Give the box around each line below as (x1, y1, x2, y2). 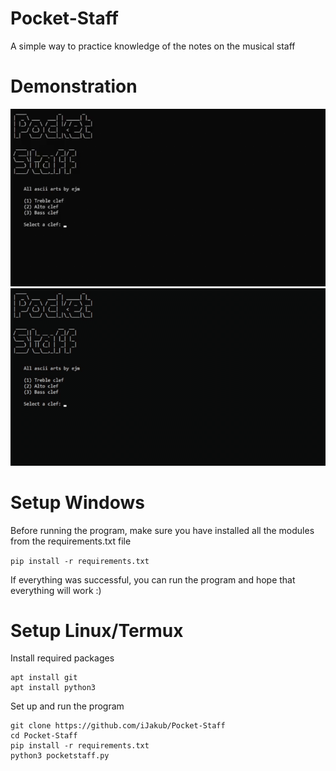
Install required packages (10, 652, 115, 664)
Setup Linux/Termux (10, 619, 184, 642)
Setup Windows (10, 491, 145, 514)
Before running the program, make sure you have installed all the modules (10, 524, 315, 536)
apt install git (10, 673, 78, 683)
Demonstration (10, 75, 138, 98)
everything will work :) (10, 584, 102, 596)
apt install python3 (10, 683, 97, 693)
